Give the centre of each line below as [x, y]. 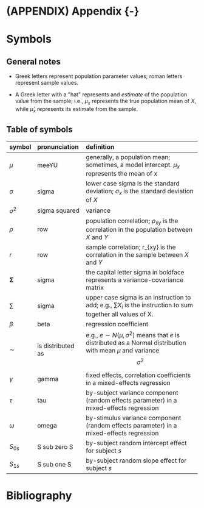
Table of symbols [39, 130]
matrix [95, 288]
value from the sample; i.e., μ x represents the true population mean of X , [106, 102]
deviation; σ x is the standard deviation [140, 191]
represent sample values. [47, 83]
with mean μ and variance [123, 350]
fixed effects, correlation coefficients [138, 375]
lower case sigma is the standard [133, 183]
